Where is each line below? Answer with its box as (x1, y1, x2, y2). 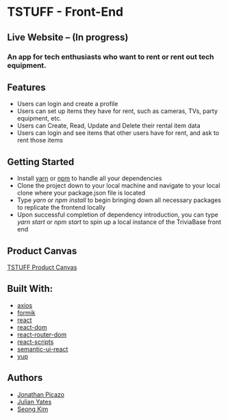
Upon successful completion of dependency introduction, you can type (16, 210, 218, 219)
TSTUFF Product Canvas (7, 263, 77, 271)
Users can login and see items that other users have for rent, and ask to (16, 129, 220, 137)
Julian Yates (16, 397, 52, 406)
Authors (7, 372, 43, 384)
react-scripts (16, 337, 54, 346)
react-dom (16, 323, 47, 331)
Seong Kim (16, 405, 49, 413)
